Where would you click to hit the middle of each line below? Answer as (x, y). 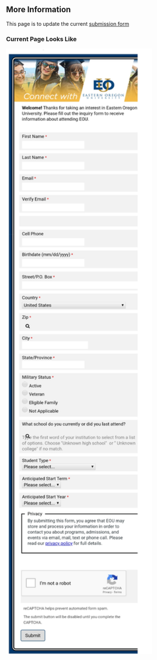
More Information (39, 10)
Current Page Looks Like (41, 39)
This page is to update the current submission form (68, 23)
